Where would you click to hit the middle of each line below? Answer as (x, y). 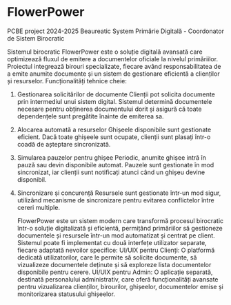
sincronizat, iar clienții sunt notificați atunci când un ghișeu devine (111, 172)
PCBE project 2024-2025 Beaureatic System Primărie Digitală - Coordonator (115, 31)
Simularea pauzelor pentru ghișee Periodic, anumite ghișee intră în (112, 157)
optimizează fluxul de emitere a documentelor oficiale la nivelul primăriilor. (113, 59)
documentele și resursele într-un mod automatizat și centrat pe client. (116, 235)
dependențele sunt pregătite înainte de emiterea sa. (90, 116)
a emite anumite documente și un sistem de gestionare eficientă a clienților (113, 74)
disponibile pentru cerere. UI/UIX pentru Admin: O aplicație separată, (115, 272)
